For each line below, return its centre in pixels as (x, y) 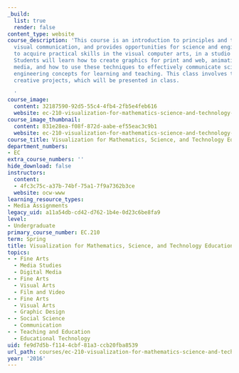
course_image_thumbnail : (44, 120)
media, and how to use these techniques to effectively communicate (117, 67)
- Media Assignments (38, 206)
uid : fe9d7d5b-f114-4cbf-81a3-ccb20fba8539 (73, 345)
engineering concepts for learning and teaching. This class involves (121, 73)
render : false (34, 27)
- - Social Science (36, 319)
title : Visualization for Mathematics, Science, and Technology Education (121, 246)
